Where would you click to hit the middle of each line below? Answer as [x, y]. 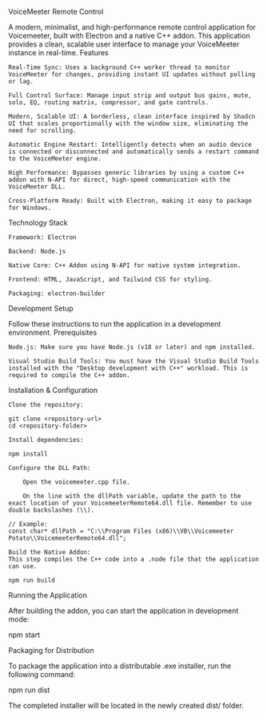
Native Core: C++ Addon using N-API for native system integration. [125, 266]
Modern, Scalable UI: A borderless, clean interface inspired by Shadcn [132, 116]
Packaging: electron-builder [57, 294]
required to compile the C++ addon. [69, 375]
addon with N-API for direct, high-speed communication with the [119, 180]
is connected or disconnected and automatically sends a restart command [134, 152]
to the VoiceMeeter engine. [55, 159]
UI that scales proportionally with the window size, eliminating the [128, 124]
